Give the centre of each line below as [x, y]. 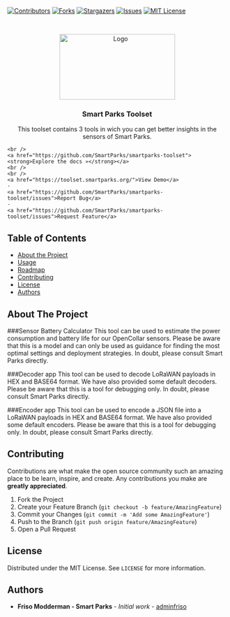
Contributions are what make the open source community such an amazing [115, 471]
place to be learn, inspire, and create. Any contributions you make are [107, 478]
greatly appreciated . [37, 486]
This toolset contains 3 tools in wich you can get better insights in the [117, 129]
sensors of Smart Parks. [117, 137]
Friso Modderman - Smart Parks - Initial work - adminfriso [102, 607]
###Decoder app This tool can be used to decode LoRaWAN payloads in [112, 374]
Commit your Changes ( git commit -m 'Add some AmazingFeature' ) [114, 514]
